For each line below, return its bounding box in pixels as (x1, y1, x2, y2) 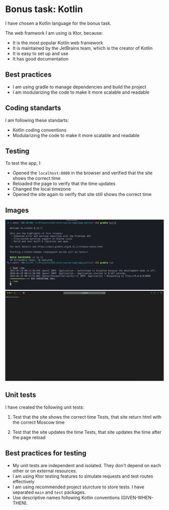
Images (5, 206, 29, 215)
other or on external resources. (12, 468, 77, 474)
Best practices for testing (5, 449, 87, 458)
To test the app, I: (5, 160, 42, 166)
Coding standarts (5, 104, 61, 112)
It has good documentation (12, 55, 69, 61)
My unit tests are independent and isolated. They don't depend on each (12, 462, 161, 468)
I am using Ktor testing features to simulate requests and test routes (12, 473, 153, 479)
